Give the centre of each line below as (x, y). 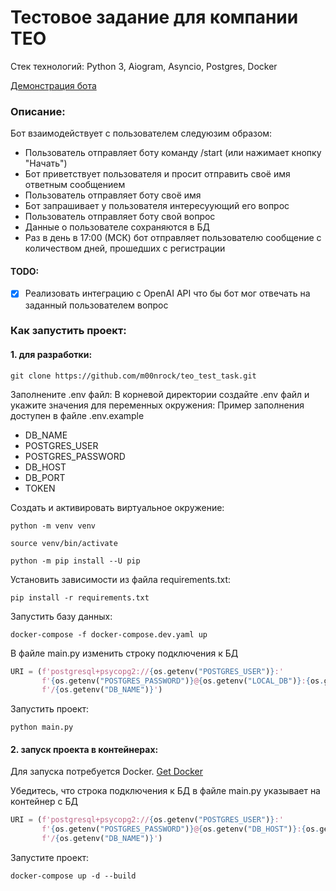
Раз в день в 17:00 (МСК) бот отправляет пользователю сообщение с (173, 238)
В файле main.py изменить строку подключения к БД (124, 653)
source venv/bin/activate (64, 543)
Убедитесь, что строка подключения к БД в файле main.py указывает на (165, 791)
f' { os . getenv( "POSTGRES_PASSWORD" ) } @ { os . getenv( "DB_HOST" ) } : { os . (180, 829)
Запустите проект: (50, 858)
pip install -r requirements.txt (80, 597)
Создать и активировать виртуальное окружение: (117, 507)
